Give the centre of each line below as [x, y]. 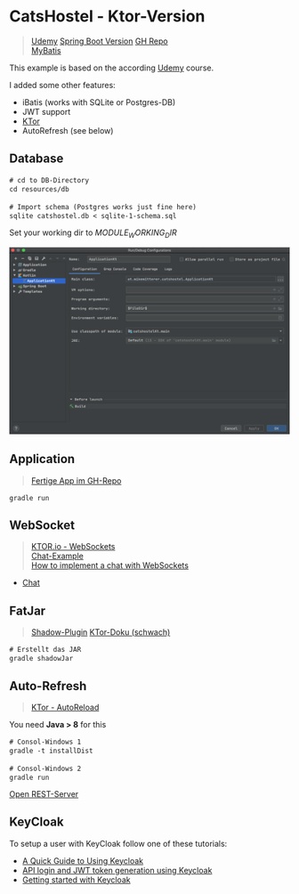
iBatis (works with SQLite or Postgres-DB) [99, 102]
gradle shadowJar [41, 659]
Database [36, 159]
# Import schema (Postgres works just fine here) [103, 207]
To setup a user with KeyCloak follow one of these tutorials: [118, 843]
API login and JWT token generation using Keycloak [117, 870]
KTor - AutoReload [65, 707]
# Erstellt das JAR [45, 650]
